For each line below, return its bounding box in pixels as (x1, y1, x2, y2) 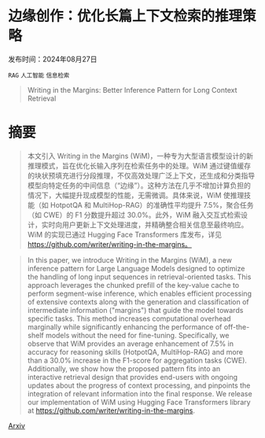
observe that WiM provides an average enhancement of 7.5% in (27, 339, 234, 348)
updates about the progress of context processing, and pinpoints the (27, 381, 251, 390)
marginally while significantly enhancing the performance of (27, 322, 223, 331)
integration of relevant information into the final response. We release (27, 388, 253, 398)
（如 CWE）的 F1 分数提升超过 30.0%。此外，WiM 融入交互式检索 (27, 210, 241, 219)
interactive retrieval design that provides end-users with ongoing (27, 372, 238, 381)
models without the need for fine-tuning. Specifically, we (46, 330, 230, 340)
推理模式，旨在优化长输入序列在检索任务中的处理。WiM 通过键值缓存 (27, 160, 252, 170)
